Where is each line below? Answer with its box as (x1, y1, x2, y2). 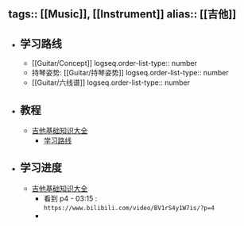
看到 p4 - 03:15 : (43, 193, 98, 203)
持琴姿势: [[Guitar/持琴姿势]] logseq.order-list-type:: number (31, 68, 229, 78)
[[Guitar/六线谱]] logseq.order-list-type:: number (31, 78, 191, 87)
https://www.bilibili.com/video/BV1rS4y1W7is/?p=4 (43, 204, 215, 212)
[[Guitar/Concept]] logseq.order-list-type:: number (31, 59, 197, 68)
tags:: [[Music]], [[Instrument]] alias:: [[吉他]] (8, 7, 237, 21)
